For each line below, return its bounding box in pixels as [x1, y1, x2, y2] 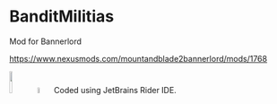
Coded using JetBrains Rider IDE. [53, 84, 177, 95]
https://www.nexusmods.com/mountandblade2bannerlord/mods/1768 [9, 53, 267, 64]
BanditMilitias [9, 6, 115, 27]
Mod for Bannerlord [9, 36, 82, 47]
